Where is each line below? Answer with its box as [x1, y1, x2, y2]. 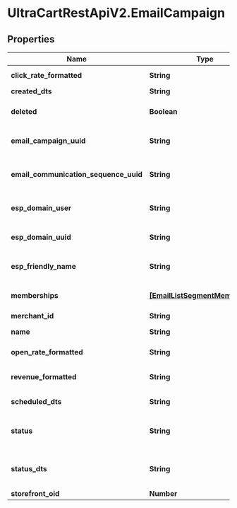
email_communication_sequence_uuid [11, 170, 143, 179]
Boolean [149, 107, 178, 116]
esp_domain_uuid [11, 232, 72, 242]
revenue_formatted [11, 372, 77, 381]
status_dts [11, 464, 47, 473]
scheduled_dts [11, 397, 62, 406]
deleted [11, 107, 37, 116]
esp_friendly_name [11, 262, 76, 271]
